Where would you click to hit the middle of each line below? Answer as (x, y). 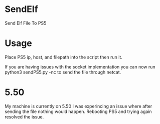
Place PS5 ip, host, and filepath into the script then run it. (63, 57)
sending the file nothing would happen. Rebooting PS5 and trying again (78, 111)
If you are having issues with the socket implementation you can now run (80, 66)
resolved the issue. (24, 116)
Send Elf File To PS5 (26, 23)
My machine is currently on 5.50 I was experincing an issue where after (78, 106)
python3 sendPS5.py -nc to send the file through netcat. (63, 72)
